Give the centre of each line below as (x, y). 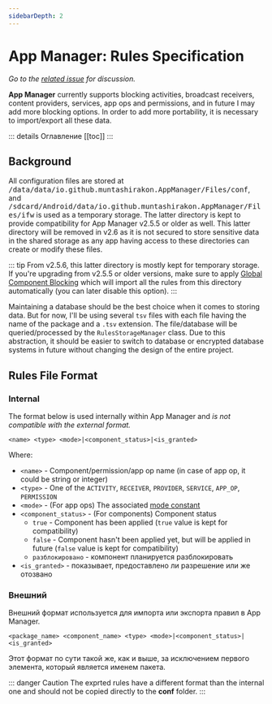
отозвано (36, 574)
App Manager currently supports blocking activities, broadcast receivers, (132, 94)
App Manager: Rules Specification (127, 56)
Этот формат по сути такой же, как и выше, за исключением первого (129, 659)
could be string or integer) (64, 479)
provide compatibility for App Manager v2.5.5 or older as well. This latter (130, 223)
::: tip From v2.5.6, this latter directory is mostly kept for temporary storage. (134, 266)
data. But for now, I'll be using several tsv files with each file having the (127, 315)
